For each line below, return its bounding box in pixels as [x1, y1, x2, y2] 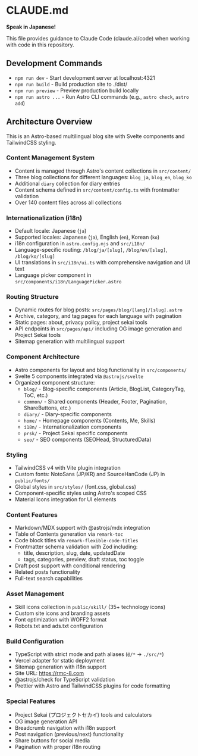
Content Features [6, 510, 58, 518]
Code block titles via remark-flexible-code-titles [14, 537, 139, 544]
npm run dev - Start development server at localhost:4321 [14, 74, 156, 81]
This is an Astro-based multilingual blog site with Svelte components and [6, 132, 185, 140]
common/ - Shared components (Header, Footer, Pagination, [23, 398, 168, 405]
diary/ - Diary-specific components [23, 410, 112, 417]
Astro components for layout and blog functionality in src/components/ [14, 366, 187, 373]
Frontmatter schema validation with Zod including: [14, 543, 138, 551]
